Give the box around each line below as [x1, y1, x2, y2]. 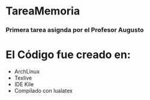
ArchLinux [14, 68, 40, 75]
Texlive [14, 74, 32, 82]
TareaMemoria [5, 4, 80, 18]
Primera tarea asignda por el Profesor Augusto [5, 26, 145, 34]
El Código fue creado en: [5, 48, 131, 61]
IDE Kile [14, 81, 34, 88]
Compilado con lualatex [14, 87, 73, 95]
